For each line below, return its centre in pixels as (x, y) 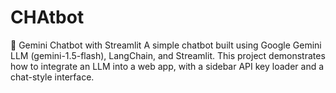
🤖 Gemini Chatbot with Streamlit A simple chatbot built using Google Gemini (166, 45)
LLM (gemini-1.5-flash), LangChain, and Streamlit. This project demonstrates (168, 55)
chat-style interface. (52, 77)
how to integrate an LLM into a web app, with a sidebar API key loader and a (167, 66)
